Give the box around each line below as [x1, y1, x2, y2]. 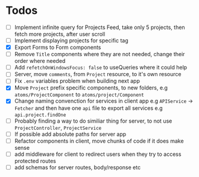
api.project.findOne [14, 112, 66, 118]
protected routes [14, 157, 57, 164]
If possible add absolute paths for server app [14, 130, 127, 138]
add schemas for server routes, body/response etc [14, 164, 141, 171]
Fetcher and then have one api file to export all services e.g [14, 104, 163, 112]
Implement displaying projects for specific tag [14, 37, 128, 44]
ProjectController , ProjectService [14, 124, 102, 131]
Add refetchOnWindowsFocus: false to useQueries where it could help [14, 64, 188, 71]
